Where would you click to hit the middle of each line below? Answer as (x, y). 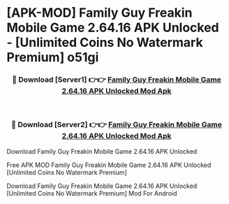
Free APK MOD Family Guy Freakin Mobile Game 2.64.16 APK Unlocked (109, 165)
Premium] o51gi (53, 58)
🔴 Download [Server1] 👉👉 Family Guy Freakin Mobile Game (117, 80)
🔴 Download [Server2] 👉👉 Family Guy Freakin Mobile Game (117, 125)
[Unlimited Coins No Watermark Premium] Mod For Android (92, 193)
